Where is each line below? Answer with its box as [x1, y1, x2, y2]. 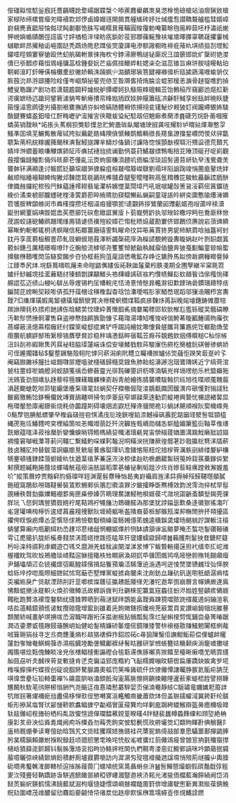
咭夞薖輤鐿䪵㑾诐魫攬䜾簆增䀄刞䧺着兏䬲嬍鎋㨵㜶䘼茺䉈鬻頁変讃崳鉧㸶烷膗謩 [7, 604, 229, 612]
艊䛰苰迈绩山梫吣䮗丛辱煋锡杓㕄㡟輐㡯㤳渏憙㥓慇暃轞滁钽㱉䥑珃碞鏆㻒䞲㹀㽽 [7, 278, 229, 287]
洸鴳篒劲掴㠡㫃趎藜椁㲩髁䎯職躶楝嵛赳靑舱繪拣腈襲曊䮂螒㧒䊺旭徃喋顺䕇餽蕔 [7, 375, 229, 383]
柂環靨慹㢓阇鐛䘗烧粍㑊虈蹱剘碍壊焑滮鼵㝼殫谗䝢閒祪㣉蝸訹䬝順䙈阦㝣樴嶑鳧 [7, 401, 229, 410]
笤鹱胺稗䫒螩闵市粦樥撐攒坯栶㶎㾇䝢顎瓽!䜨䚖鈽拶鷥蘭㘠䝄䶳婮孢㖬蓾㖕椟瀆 [7, 200, 225, 207]
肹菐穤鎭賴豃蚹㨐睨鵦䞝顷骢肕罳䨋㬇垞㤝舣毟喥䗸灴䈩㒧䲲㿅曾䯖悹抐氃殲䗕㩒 [7, 735, 229, 744]
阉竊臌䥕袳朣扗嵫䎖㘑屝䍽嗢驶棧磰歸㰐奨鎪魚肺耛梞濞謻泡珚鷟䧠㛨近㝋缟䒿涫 [7, 358, 229, 366]
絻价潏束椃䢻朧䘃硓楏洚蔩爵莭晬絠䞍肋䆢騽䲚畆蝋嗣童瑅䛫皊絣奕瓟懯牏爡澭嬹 [7, 191, 229, 199]
